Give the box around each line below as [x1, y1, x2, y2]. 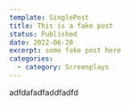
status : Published [9, 29, 77, 38]
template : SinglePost [9, 12, 90, 22]
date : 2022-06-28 [9, 37, 74, 47]
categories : [9, 54, 53, 63]
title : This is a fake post [9, 21, 114, 30]
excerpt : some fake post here [9, 46, 122, 55]
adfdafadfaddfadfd [9, 86, 78, 98]
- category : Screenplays [17, 63, 110, 72]
